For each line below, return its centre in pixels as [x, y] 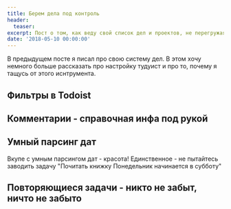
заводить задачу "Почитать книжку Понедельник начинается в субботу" [114, 166]
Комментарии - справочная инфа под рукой [108, 118]
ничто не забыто [45, 198]
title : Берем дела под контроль [53, 13]
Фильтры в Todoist [49, 95]
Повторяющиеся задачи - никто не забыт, [102, 188]
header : [18, 20]
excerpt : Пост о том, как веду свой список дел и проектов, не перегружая [117, 33]
